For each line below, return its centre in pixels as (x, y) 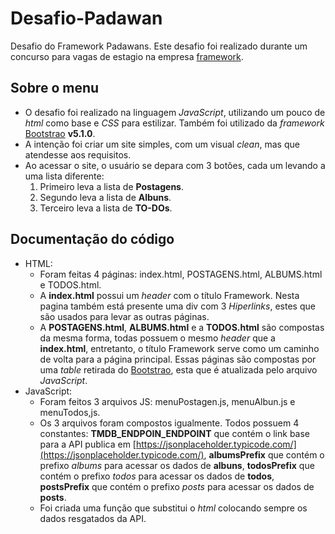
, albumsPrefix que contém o (264, 454)
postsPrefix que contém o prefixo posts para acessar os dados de (177, 486)
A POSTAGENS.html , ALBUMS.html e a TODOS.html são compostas (182, 327)
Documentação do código (92, 239)
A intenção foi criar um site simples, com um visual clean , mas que (162, 144)
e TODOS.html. (70, 284)
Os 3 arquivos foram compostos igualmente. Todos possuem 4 (169, 423)
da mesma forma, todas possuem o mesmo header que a (157, 338)
